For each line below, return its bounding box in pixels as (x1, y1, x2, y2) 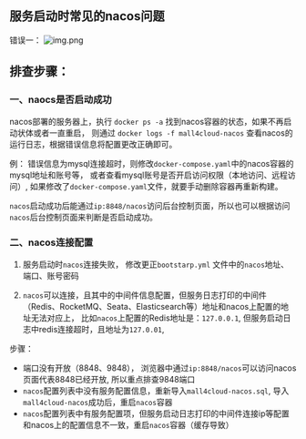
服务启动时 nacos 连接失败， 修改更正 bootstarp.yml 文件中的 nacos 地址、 (22, 259, 290, 270)
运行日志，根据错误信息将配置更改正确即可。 (9, 138, 178, 149)
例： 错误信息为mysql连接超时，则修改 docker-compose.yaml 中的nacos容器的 (9, 158, 294, 168)
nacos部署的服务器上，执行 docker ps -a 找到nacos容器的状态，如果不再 (9, 116, 284, 127)
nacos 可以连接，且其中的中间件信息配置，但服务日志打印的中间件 (22, 290, 267, 301)
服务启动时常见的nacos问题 (9, 8, 166, 25)
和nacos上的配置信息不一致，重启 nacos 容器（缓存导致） (22, 419, 234, 430)
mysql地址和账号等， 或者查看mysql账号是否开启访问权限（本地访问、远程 (9, 169, 289, 180)
